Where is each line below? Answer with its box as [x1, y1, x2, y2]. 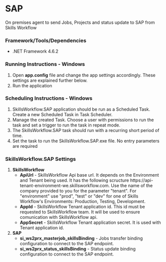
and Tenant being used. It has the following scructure [19, 177, 129, 184]
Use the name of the [111, 183, 153, 189]
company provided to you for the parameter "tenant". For [19, 188, 137, 194]
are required [12, 143, 38, 149]
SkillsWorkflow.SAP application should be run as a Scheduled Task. [12, 106, 151, 112]
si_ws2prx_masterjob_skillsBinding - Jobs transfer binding [19, 235, 143, 241]
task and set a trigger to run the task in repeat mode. [12, 122, 121, 128]
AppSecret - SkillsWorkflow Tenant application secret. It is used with [19, 219, 162, 226]
